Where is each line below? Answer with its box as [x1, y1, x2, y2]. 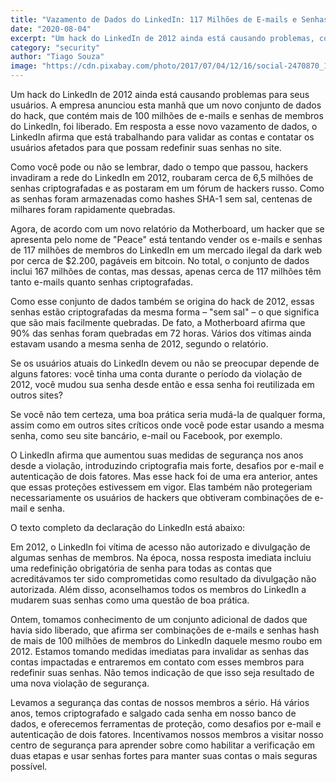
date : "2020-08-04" [10, 24, 92, 34]
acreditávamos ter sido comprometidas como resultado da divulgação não [10, 573, 317, 585]
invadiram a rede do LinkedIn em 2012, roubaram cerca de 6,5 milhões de [10, 172, 314, 183]
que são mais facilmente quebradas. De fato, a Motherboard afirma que [10, 317, 306, 328]
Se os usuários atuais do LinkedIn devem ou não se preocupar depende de [10, 357, 320, 369]
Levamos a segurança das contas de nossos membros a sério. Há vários [10, 697, 310, 708]
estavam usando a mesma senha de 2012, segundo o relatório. [10, 338, 269, 350]
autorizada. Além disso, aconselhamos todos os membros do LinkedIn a [10, 584, 307, 595]
